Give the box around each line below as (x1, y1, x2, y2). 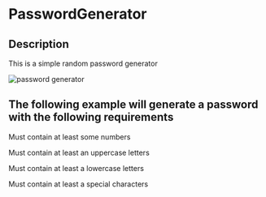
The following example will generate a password (8, 98, 259, 112)
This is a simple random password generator (8, 58, 159, 68)
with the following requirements (8, 110, 174, 124)
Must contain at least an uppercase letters (8, 148, 150, 157)
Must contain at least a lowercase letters (8, 163, 145, 173)
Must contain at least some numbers (8, 131, 131, 142)
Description (8, 37, 69, 51)
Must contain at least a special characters (8, 179, 149, 189)
